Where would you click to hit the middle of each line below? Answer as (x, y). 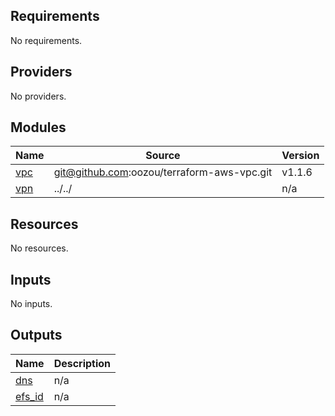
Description (82, 363)
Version (300, 156)
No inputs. (31, 304)
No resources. (39, 248)
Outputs (36, 335)
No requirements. (46, 40)
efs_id (29, 396)
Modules (38, 127)
